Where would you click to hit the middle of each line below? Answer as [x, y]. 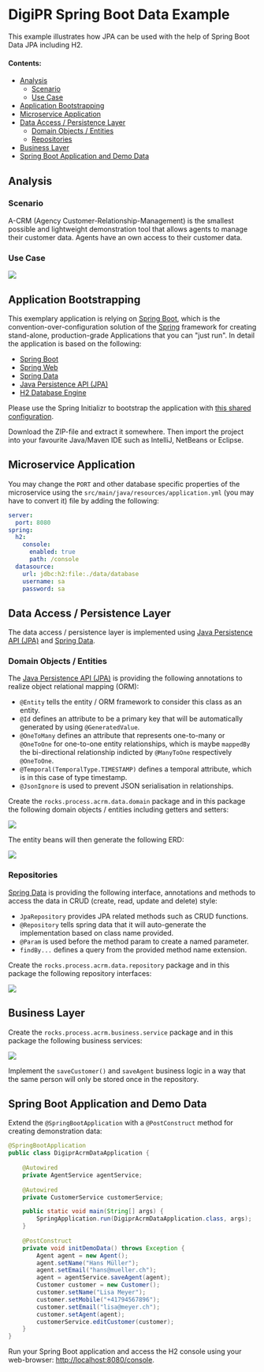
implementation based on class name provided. [97, 933]
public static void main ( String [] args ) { [93, 1212]
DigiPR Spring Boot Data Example [119, 15]
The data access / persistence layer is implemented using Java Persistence [131, 632]
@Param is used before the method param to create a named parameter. [134, 941]
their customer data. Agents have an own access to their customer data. [125, 237]
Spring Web [39, 367]
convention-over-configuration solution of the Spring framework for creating [132, 326]
